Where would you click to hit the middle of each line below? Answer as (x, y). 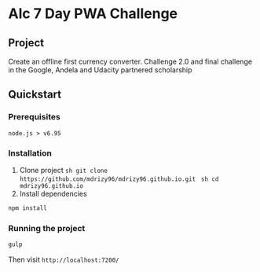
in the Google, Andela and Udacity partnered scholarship (100, 70)
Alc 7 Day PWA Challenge (93, 14)
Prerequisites (34, 117)
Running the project (47, 228)
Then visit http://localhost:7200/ (64, 259)
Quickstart (35, 95)
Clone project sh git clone (64, 170)
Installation (30, 153)
